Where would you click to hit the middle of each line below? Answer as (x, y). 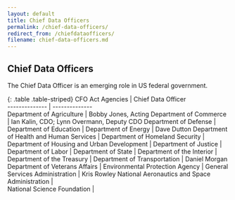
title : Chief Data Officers (49, 20)
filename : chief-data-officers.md (58, 40)
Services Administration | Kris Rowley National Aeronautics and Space (109, 174)
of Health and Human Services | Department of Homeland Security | (106, 136)
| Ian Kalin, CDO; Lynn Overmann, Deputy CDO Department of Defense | (112, 121)
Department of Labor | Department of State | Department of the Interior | (112, 151)
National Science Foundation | (51, 189)
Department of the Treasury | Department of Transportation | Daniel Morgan (118, 158)
